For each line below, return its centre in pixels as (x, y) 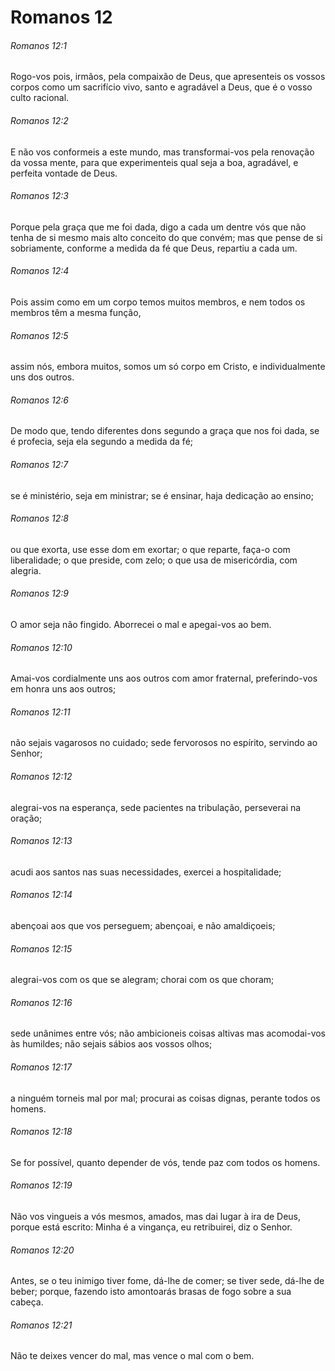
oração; (26, 818)
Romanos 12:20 (42, 1250)
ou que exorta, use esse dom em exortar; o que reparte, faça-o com (150, 549)
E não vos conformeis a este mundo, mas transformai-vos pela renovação (162, 152)
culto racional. (40, 98)
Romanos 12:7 (39, 464)
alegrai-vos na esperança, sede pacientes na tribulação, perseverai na (156, 807)
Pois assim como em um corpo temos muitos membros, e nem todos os (158, 302)
